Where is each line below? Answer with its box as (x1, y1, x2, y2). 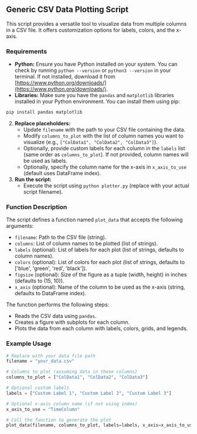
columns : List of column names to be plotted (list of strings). (14, 240, 158, 247)
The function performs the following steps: (6, 301, 110, 308)
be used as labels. (23, 157, 67, 164)
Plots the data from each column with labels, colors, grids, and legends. (14, 325, 188, 332)
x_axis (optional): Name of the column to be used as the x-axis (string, (14, 283, 186, 291)
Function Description (6, 203, 67, 211)
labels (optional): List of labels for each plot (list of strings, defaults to (14, 246, 184, 254)
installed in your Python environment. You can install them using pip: (14, 98, 180, 105)
